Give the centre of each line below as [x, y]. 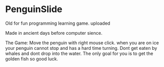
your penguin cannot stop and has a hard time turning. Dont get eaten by [81, 48]
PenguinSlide [34, 9]
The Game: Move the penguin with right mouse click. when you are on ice [82, 43]
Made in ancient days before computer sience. [54, 33]
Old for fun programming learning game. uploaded [58, 23]
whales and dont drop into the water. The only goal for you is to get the [79, 53]
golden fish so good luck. [32, 58]
